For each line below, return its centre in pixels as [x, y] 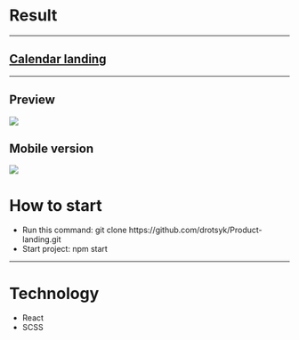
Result [33, 16]
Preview [32, 100]
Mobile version [52, 148]
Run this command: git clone [74, 230]
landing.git [41, 239]
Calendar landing [58, 59]
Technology [54, 293]
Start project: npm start [65, 249]
